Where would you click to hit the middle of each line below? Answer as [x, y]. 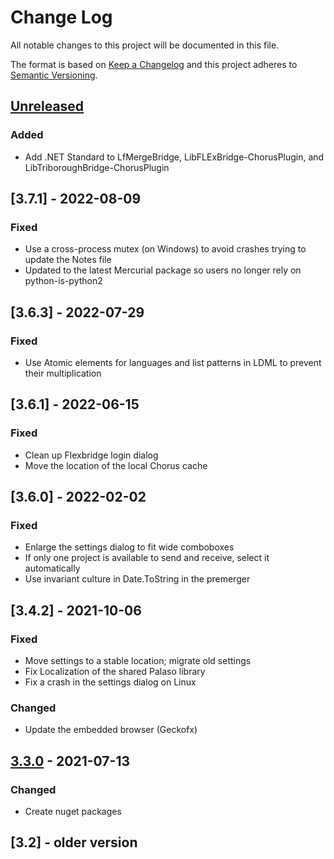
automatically [52, 568]
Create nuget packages [73, 812]
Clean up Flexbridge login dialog [91, 455]
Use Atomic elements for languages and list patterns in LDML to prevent [173, 362]
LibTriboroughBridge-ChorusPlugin [97, 167]
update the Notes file [68, 260]
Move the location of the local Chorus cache [116, 465]
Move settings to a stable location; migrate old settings [138, 661]
